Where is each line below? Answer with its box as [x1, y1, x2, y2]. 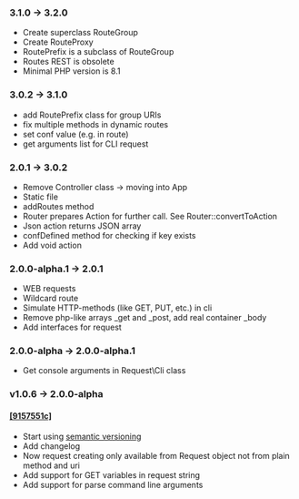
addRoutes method [22, 200, 95, 211]
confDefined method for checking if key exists [22, 229, 196, 240]
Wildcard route [22, 293, 79, 304]
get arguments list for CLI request [22, 138, 149, 149]
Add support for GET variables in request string [22, 469, 201, 480]
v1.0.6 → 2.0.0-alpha [9, 388, 104, 401]
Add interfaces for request [22, 321, 123, 333]
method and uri [22, 460, 80, 471]
